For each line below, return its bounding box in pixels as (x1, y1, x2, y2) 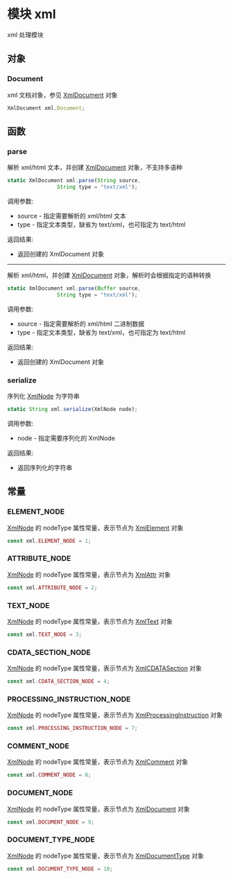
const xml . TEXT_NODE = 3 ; (7, 631, 82, 638)
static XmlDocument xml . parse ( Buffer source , (7, 285, 141, 292)
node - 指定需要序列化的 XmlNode (17, 434, 116, 442)
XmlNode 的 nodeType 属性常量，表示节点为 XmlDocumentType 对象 (7, 851, 205, 860)
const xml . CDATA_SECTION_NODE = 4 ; (7, 678, 110, 685)
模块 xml (7, 6, 57, 22)
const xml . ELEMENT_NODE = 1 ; (7, 537, 92, 544)
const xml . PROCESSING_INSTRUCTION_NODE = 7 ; (7, 725, 138, 732)
